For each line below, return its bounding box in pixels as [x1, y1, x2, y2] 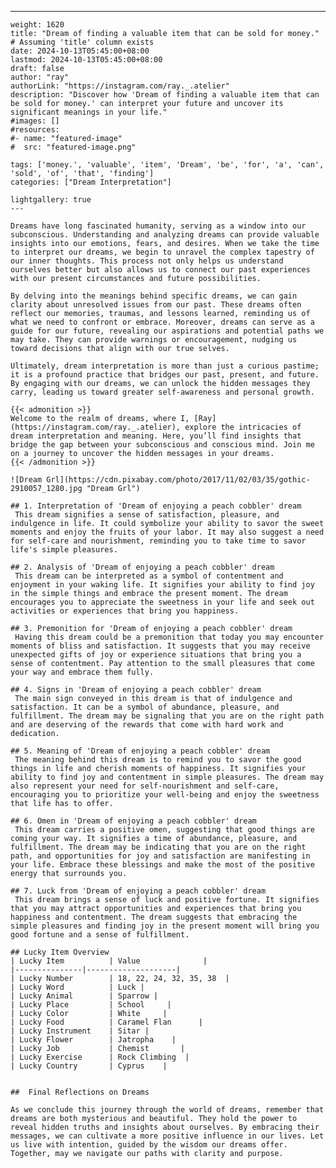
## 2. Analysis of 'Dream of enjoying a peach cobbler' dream [10, 562, 275, 572]
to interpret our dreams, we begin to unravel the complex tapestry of [10, 247, 315, 257]
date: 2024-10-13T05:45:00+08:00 [10, 46, 150, 56]
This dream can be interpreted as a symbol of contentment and [14, 571, 284, 581]
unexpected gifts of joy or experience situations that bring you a [10, 650, 302, 660]
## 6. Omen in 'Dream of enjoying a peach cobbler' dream [10, 816, 257, 826]
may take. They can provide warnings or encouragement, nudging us [10, 335, 298, 345]
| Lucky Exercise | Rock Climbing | [10, 1052, 190, 1062]
